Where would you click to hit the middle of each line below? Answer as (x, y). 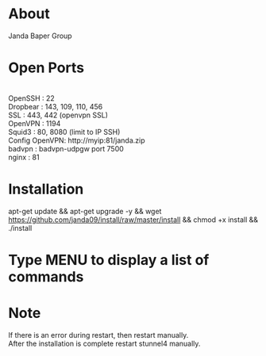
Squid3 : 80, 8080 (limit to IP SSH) (64, 132)
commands (46, 277)
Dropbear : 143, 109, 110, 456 (56, 106)
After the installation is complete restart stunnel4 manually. (104, 343)
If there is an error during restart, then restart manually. (98, 335)
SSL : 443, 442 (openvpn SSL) (58, 115)
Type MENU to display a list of (109, 260)
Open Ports (46, 68)
